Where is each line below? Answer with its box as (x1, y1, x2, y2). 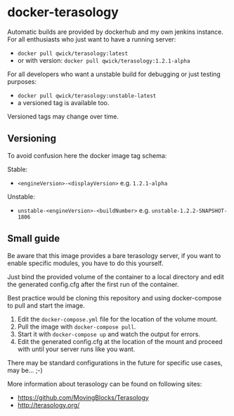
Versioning (7, 133, 56, 145)
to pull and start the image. (7, 301, 86, 310)
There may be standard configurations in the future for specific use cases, (7, 358, 223, 367)
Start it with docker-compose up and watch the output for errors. (17, 329, 200, 338)
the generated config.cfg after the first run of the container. (7, 280, 179, 288)
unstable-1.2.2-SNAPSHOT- (151, 207, 228, 214)
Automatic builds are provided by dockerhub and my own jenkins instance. (7, 27, 223, 36)
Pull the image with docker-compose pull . (17, 322, 136, 331)
